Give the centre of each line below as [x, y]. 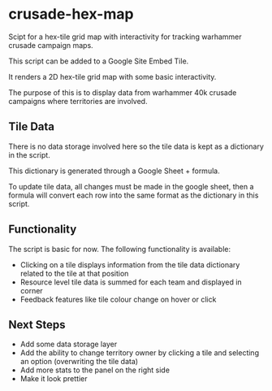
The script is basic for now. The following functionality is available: [120, 249]
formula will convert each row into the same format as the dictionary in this [134, 195]
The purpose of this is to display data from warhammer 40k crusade [123, 92]
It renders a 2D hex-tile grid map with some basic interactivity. [112, 76]
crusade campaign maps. [51, 45]
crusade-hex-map [71, 14]
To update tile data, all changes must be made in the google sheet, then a [131, 186]
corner [31, 290]
